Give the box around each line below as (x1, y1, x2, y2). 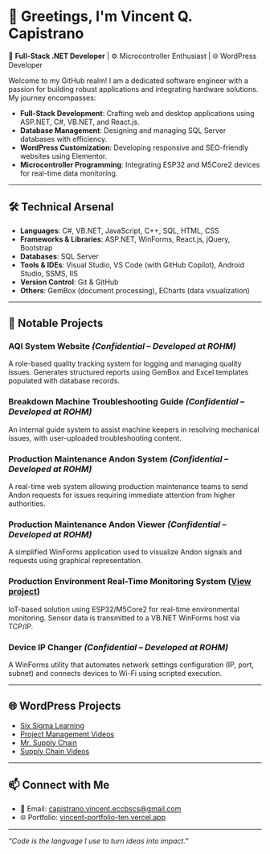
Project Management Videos (19, 729, 115, 739)
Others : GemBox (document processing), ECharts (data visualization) (19, 285, 251, 295)
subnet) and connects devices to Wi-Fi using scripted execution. (8, 668, 223, 678)
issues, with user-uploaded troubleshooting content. (8, 433, 182, 442)
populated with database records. (8, 376, 121, 386)
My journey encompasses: (8, 93, 96, 102)
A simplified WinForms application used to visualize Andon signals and (8, 547, 243, 557)
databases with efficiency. (19, 134, 108, 143)
